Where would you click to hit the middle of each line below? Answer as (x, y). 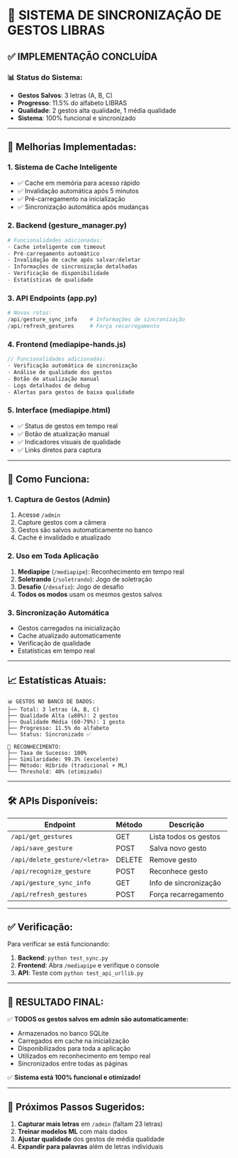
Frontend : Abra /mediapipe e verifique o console (88, 965)
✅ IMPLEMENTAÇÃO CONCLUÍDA (83, 57)
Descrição (187, 825)
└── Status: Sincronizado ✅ (50, 734)
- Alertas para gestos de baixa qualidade (71, 392)
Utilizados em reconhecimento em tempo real (84, 1056)
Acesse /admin (39, 515)
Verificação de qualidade (54, 643)
